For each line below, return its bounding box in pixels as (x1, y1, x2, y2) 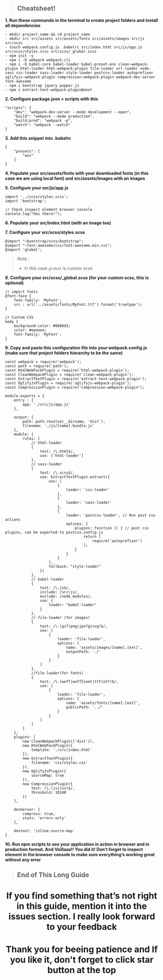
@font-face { (5, 293, 32, 298)
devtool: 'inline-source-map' (14, 828, 75, 833)
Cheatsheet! (17, 4, 56, 13)
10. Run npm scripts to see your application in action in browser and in (5, 841, 150, 847)
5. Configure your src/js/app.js (5, 185, 69, 191)
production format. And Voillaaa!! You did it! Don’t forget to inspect (5, 846, 143, 852)
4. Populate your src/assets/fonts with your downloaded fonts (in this (5, 170, 149, 176)
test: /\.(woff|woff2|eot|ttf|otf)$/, (39, 679, 119, 684)
